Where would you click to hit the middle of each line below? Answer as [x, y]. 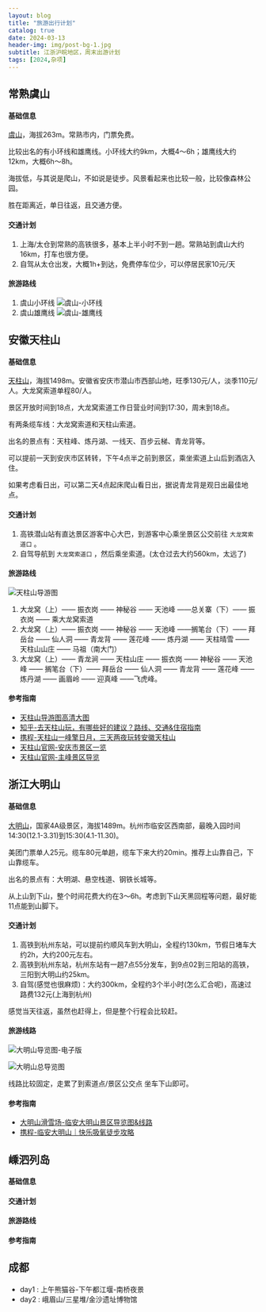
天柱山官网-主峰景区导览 [60, 757]
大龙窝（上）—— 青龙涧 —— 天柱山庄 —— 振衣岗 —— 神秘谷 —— [128, 659]
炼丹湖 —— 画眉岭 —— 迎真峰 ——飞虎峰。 [91, 679]
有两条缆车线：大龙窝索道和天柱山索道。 [74, 425]
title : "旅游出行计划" [42, 23]
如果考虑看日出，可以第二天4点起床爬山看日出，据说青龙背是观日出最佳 [125, 485]
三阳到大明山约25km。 [57, 974]
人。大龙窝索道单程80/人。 [52, 391]
